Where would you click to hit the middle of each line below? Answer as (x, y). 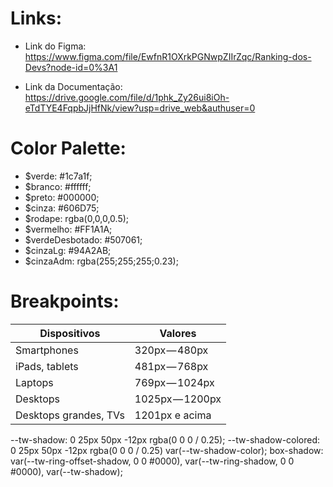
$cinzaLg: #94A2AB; (68, 250)
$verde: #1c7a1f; (58, 176)
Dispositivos (70, 333)
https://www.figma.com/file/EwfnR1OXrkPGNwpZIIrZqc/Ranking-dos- (168, 56)
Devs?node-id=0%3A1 (71, 67)
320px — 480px (171, 350)
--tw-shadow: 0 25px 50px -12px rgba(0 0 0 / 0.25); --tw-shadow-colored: (165, 439)
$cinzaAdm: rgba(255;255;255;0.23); (101, 261)
